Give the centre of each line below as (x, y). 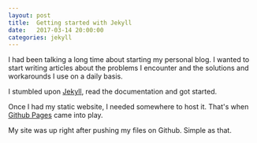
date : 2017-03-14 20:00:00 (56, 30)
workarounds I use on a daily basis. (66, 76)
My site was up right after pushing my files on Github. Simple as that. (120, 130)
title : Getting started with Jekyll (70, 23)
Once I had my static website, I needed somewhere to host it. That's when (128, 107)
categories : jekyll (40, 37)
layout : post (30, 15)
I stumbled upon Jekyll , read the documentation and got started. (113, 92)
